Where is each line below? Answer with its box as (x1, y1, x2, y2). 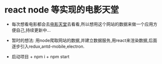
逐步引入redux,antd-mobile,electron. (11, 43, 85, 49)
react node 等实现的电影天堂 (4, 4, 119, 15)
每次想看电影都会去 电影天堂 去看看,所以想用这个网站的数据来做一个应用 (11, 21, 153, 27)
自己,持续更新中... (16, 27, 51, 33)
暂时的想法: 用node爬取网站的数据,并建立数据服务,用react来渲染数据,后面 (11, 37, 158, 43)
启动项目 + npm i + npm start (11, 53, 70, 59)
